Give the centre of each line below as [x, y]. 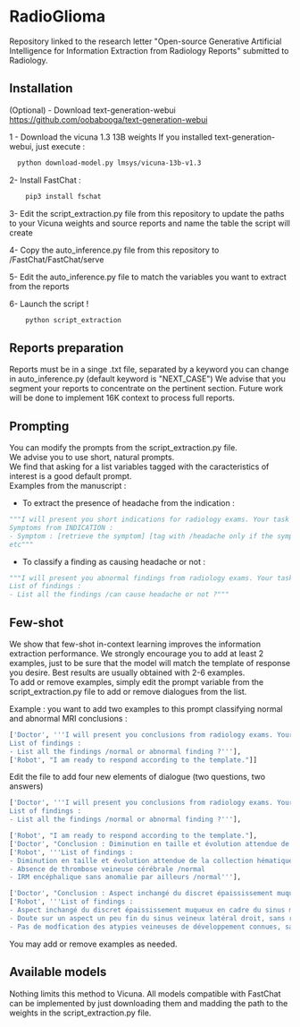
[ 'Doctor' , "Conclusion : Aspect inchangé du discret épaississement [142, 894]
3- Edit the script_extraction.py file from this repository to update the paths [147, 213]
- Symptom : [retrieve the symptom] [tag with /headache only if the [142, 536]
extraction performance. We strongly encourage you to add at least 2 [137, 653]
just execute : [60, 146]
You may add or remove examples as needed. [93, 944]
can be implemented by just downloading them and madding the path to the [149, 1003]
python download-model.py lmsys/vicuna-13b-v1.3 [109, 163]
